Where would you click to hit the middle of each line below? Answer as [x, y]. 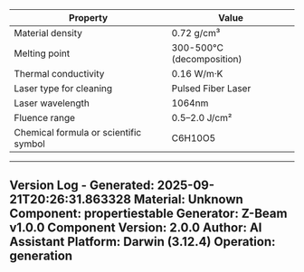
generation [41, 256]
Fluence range [44, 118]
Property [89, 18]
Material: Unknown [189, 199]
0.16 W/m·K [197, 74]
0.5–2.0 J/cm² [202, 118]
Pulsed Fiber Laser [211, 88]
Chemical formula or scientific [78, 132]
